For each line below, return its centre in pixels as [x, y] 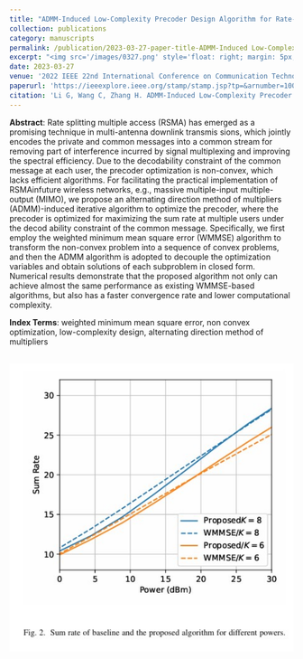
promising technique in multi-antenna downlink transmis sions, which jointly [150, 132]
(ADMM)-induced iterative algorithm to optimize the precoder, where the [144, 209]
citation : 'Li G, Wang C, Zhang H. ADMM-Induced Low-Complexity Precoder [151, 95]
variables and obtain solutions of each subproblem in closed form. [132, 266]
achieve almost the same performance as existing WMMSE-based [132, 286]
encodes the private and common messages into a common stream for [141, 141]
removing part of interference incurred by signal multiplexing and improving [150, 151]
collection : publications [58, 28]
